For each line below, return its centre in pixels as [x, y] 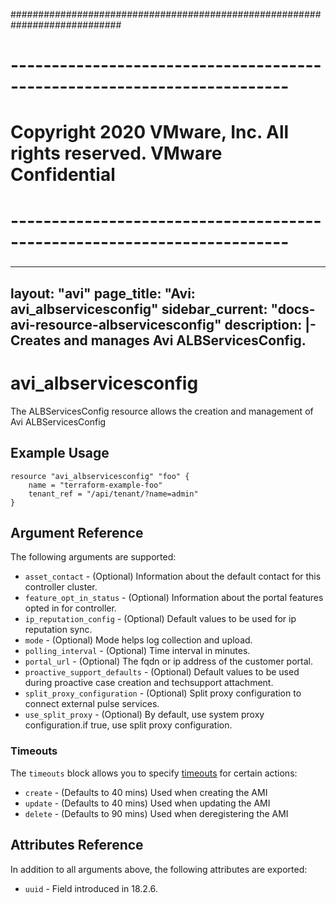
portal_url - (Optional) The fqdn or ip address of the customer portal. [168, 661]
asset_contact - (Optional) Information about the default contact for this [173, 576]
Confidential [63, 175]
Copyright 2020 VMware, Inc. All [150, 132]
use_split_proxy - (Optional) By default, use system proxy [144, 715]
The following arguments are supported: [93, 557]
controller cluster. [61, 587]
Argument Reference [77, 533]
